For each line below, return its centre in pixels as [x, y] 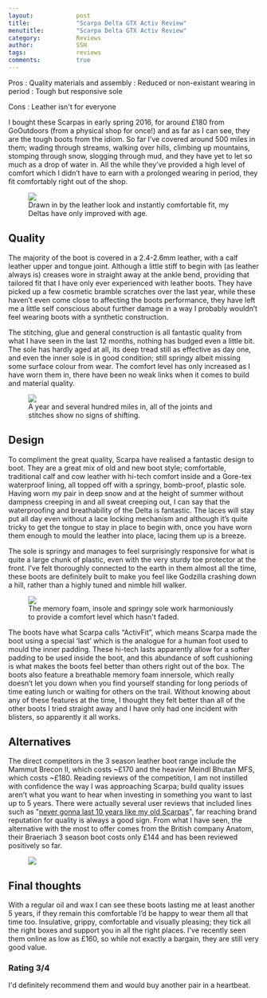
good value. [28, 947]
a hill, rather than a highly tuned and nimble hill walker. [98, 585]
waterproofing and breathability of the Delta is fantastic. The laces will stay [132, 510]
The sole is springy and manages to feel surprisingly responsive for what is [132, 551]
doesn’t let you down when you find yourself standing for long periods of [128, 683]
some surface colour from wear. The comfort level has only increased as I [130, 366]
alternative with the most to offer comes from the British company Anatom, [131, 829]
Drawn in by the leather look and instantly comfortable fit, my [129, 205]
